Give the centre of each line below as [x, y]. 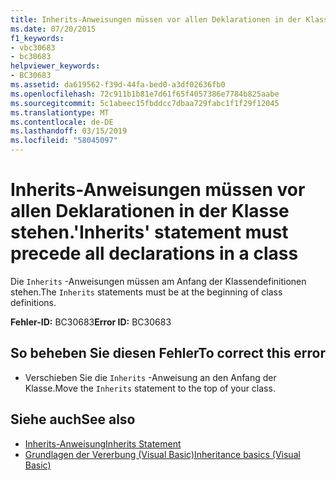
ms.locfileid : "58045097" [64, 141]
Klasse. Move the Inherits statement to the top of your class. [150, 388]
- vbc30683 [33, 47]
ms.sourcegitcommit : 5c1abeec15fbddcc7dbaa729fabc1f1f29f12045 [145, 103]
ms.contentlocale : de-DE [62, 122]
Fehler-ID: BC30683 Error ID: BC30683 [91, 322]
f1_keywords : [37, 38]
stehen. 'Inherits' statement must [149, 232]
